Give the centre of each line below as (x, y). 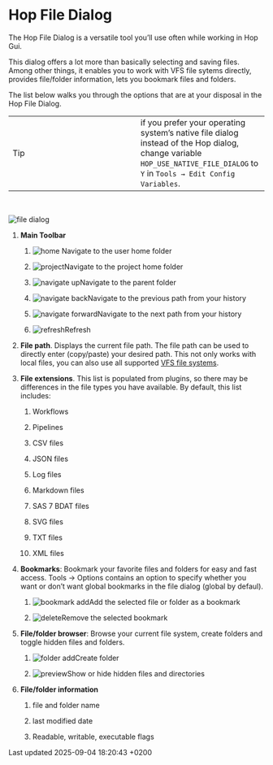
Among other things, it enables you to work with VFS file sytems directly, (130, 70)
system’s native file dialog (190, 133)
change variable (171, 153)
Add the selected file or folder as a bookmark (165, 602)
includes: (35, 395)
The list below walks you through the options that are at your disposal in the (135, 94)
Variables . (160, 183)
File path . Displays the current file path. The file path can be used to (134, 345)
